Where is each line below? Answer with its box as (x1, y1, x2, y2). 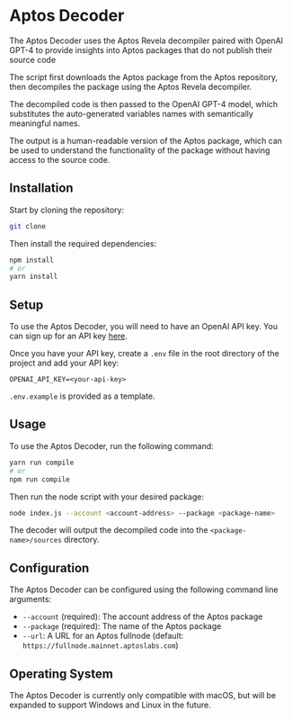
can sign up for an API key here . (9, 330, 128, 342)
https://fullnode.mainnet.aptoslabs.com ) (22, 640, 179, 651)
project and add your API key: (9, 357, 119, 369)
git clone (9, 221, 47, 230)
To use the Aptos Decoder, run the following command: (9, 440, 214, 451)
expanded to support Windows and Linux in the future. (9, 699, 211, 710)
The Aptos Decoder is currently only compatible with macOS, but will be (9, 690, 277, 700)
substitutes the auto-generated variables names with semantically (9, 108, 254, 119)
